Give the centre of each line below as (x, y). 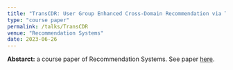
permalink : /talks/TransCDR (48, 26)
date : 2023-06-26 (32, 40)
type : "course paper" (38, 20)
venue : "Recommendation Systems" (55, 33)
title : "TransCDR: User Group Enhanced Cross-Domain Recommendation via (114, 14)
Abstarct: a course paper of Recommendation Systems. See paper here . (111, 59)
